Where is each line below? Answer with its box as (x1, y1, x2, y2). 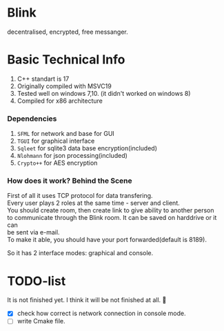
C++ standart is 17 (17, 74, 70, 83)
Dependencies (7, 114, 57, 123)
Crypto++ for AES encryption (17, 159, 98, 167)
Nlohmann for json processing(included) (17, 152, 128, 160)
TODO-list (7, 273, 66, 289)
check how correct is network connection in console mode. (17, 309, 186, 318)
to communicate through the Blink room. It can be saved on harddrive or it (7, 214, 217, 222)
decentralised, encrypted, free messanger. (7, 28, 129, 36)
